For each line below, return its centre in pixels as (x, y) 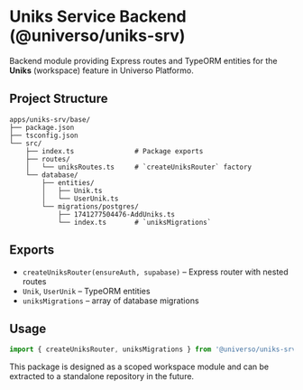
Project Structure (59, 99)
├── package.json (42, 127)
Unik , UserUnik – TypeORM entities (86, 291)
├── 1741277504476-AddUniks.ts (116, 214)
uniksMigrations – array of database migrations (111, 301)
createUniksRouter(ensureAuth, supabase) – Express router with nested (155, 272)
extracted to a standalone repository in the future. (102, 376)
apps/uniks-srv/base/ (50, 119)
